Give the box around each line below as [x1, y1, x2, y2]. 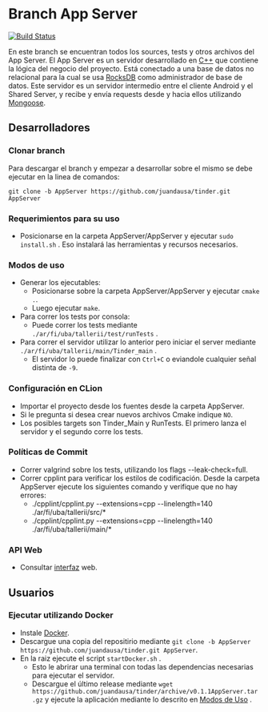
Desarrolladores [8, 121, 90, 135]
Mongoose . [8, 98, 46, 107]
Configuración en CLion [8, 383, 102, 394]
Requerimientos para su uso [8, 213, 120, 224]
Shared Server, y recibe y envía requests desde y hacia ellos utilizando [8, 89, 242, 99]
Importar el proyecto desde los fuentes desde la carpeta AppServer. [19, 401, 245, 411]
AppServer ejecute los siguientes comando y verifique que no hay [19, 481, 238, 491]
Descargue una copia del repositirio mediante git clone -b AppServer [19, 636, 251, 646]
